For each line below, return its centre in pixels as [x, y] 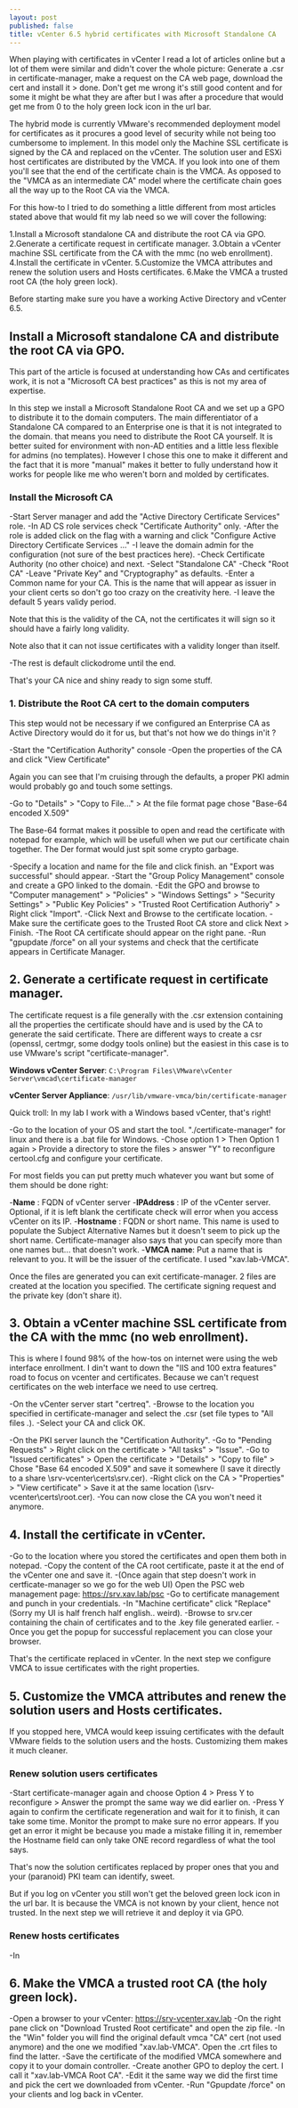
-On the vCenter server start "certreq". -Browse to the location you [132, 1404]
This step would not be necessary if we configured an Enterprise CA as [140, 723]
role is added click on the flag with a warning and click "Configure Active [143, 536]
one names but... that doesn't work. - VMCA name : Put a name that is [136, 1250]
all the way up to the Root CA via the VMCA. [90, 190]
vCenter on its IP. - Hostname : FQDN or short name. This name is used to [144, 1221]
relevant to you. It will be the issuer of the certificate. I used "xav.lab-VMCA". [149, 1259]
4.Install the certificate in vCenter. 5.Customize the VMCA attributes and [141, 263]
